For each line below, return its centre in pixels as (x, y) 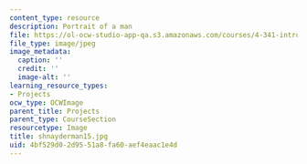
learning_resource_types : (58, 86)
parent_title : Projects (55, 111)
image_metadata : (40, 52)
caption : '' (41, 60)
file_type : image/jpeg (53, 43)
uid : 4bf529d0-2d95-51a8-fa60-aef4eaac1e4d (94, 145)
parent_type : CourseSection (63, 119)
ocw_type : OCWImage (47, 102)
